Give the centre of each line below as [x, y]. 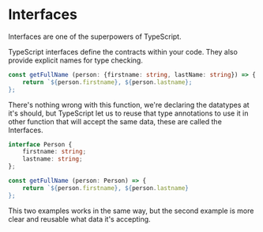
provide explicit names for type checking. [76, 60]
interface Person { [40, 144]
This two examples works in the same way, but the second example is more [131, 211]
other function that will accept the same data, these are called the [115, 121]
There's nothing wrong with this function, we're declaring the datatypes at [129, 105]
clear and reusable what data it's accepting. [80, 219]
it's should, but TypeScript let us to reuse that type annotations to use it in [128, 113]
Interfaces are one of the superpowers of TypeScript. [95, 36]
